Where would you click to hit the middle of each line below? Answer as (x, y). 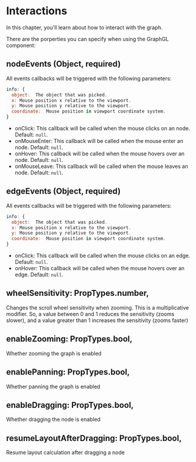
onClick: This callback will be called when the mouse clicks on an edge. (102, 256)
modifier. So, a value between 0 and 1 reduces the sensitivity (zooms (90, 314)
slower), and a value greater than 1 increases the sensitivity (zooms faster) (97, 320)
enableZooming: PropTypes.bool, (69, 339)
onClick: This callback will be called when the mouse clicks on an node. (102, 128)
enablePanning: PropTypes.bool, (68, 372)
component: (21, 45)
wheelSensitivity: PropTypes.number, (78, 293)
